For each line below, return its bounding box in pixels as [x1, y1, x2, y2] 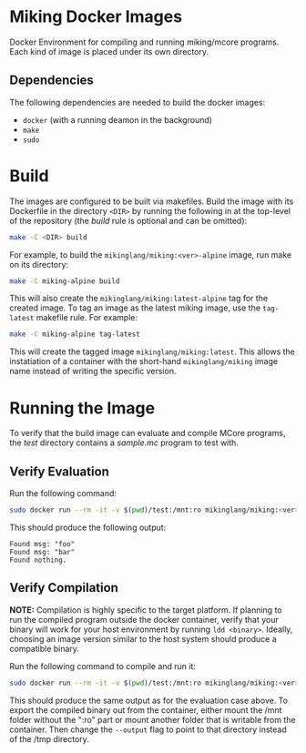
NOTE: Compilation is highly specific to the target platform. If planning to [9, 604, 282, 616]
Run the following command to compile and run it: [9, 660, 197, 671]
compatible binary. [9, 643, 80, 654]
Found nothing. [9, 555, 67, 565]
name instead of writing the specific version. [9, 366, 177, 377]
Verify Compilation [9, 580, 118, 595]
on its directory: [9, 259, 69, 270]
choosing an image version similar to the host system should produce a [9, 633, 278, 644]
